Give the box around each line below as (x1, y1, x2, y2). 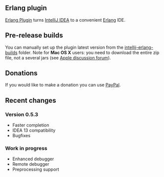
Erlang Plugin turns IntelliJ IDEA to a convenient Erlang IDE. (5, 17, 125, 23)
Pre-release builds (5, 31, 63, 40)
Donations (5, 69, 38, 78)
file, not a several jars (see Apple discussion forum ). (5, 55, 111, 60)
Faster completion (12, 122, 49, 128)
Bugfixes (12, 133, 31, 139)
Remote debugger (12, 161, 49, 167)
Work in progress (5, 145, 48, 152)
